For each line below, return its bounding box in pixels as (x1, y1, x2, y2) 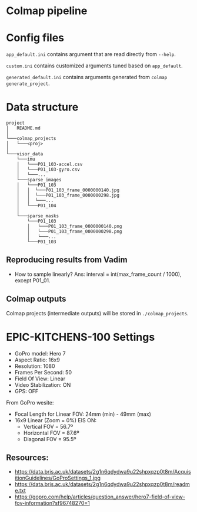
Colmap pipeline (6, 4, 88, 18)
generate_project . (6, 80, 50, 87)
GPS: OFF (14, 387, 39, 394)
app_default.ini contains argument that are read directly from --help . (6, 51, 176, 58)
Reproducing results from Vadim (6, 255, 128, 265)
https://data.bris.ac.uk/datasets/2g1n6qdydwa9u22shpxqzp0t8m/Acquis (14, 468, 191, 475)
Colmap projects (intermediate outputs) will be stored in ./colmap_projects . (6, 309, 189, 317)
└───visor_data (6, 151, 44, 157)
